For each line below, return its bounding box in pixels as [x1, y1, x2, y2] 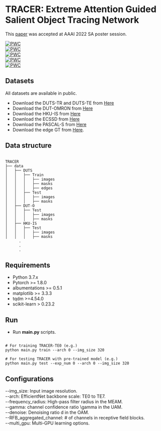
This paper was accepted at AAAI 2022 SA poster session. [5, 31, 127, 37]
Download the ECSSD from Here [12, 116, 80, 122]
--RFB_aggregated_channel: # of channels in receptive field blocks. [5, 415, 145, 420]
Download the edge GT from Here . [12, 127, 85, 133]
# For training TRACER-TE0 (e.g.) [5, 343, 78, 348]
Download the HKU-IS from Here [12, 110, 80, 116]
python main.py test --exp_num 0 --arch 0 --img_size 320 [5, 361, 129, 366]
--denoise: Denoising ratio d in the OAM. [5, 409, 90, 415]
